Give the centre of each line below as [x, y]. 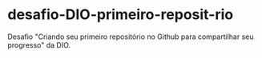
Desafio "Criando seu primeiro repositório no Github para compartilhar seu [131, 37]
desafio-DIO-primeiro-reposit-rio [121, 15]
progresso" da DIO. [39, 44]
